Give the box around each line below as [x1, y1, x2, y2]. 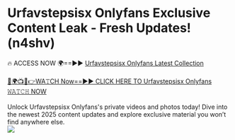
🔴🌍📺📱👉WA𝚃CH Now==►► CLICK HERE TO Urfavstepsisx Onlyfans [7, 76, 212, 86]
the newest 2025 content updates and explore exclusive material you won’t [7, 110, 227, 118]
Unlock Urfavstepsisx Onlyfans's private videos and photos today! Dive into [7, 103, 228, 111]
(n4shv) [7, 35, 55, 51]
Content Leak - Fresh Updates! [7, 20, 191, 36]
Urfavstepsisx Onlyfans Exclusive [7, 5, 211, 21]
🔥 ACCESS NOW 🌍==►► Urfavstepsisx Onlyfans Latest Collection [7, 59, 204, 67]
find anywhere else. [7, 117, 65, 126]
